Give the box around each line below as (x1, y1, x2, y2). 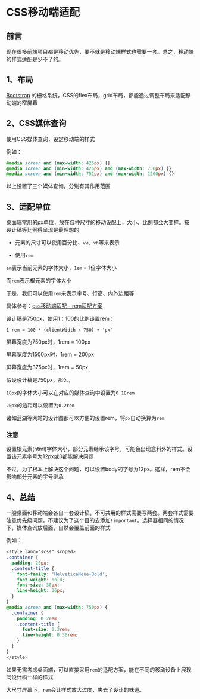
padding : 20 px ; (11, 560, 49, 566)
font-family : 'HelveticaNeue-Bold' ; (17, 571, 108, 577)
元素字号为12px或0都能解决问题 (16, 453, 94, 460)
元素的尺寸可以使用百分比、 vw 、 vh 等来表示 (14, 239, 120, 246)
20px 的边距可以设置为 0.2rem (6, 401, 75, 409)
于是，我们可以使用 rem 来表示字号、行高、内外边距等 (6, 290, 135, 297)
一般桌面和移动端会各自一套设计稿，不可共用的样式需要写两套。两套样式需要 (6, 509, 194, 517)
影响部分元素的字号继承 (6, 473, 64, 480)
